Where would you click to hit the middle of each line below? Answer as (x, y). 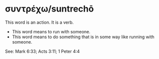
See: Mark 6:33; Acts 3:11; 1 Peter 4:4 (43, 51)
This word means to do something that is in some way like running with (83, 37)
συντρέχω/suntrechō (49, 9)
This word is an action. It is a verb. (39, 22)
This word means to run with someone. (51, 31)
